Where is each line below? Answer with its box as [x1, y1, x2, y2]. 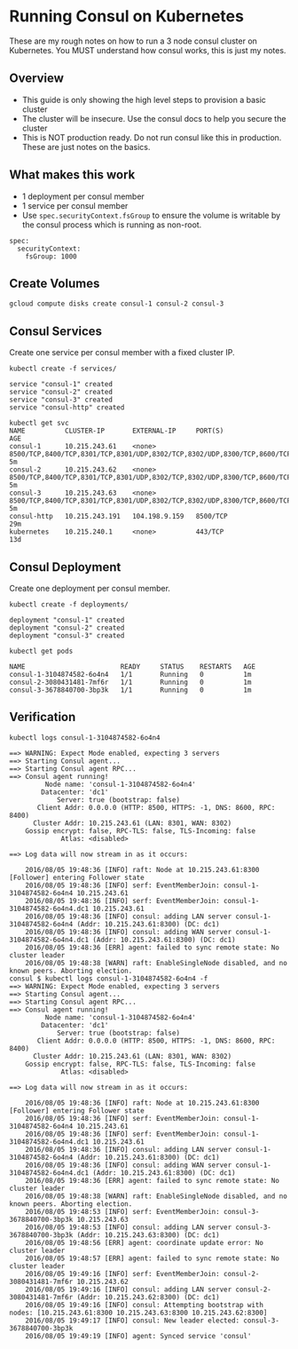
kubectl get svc [9, 419, 69, 428]
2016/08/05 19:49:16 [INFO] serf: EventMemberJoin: [25, 1269, 220, 1278]
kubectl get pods [9, 647, 74, 655]
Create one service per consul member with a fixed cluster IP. [9, 347, 235, 358]
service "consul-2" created [9, 388, 114, 397]
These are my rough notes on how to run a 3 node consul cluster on [9, 36, 257, 46]
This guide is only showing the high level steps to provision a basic [21, 94, 266, 105]
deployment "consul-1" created [9, 615, 125, 624]
